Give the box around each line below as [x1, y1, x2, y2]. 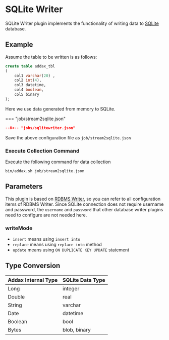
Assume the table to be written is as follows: [5, 54, 97, 60]
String [8, 301, 22, 309]
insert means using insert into [12, 236, 81, 242]
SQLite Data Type [62, 276, 105, 283]
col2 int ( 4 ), [14, 78, 42, 83]
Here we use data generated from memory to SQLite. [5, 105, 116, 112]
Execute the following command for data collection [5, 159, 111, 165]
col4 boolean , [14, 87, 44, 92]
